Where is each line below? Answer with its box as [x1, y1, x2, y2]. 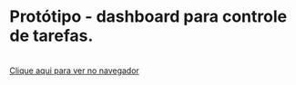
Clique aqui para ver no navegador [9, 65, 139, 76]
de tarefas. [9, 25, 94, 46]
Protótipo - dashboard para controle [9, 6, 288, 27]
